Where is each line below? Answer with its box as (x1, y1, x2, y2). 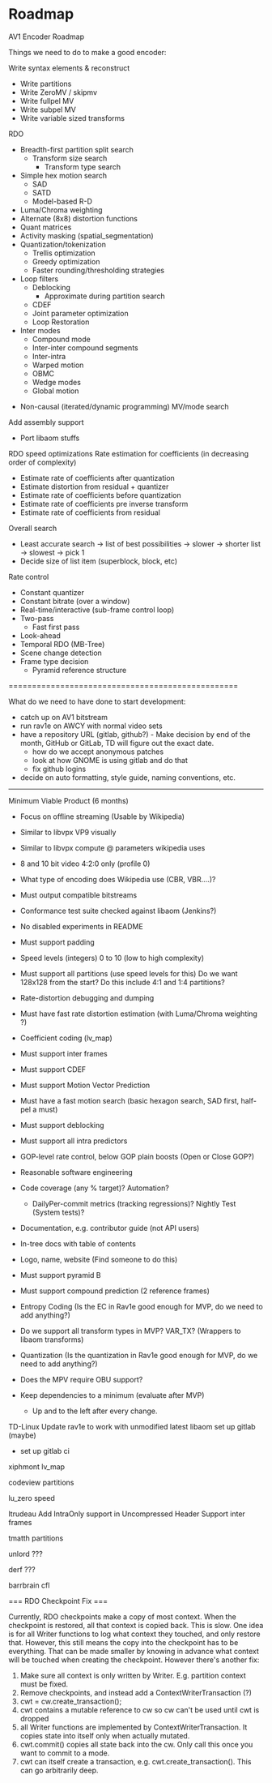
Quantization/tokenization (19, 239, 107, 249)
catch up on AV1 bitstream (19, 712, 108, 722)
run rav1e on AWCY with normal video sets (19, 721, 164, 731)
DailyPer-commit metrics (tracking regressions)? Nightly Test (32, 1198, 236, 1208)
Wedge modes (32, 377, 81, 387)
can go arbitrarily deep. (19, 1765, 99, 1775)
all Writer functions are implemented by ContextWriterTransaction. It (19, 1722, 248, 1732)
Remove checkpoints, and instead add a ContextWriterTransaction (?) (19, 1687, 253, 1697)
